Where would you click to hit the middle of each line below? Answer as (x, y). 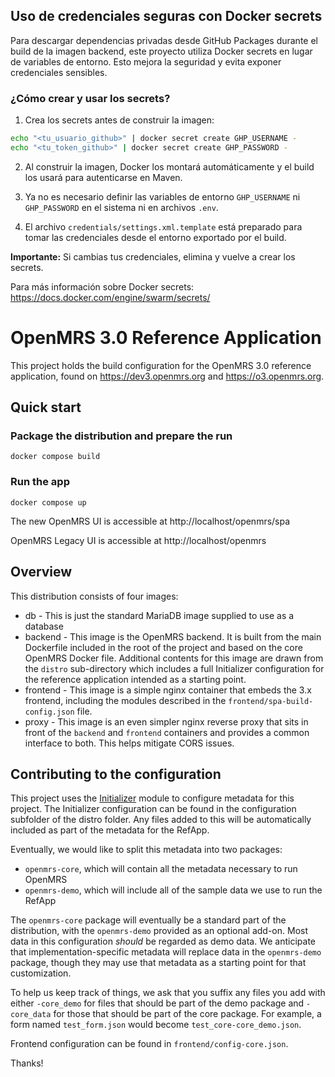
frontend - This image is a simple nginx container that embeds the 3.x (168, 690)
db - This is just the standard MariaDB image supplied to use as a (159, 615)
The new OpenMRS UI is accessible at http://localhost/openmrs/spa (150, 521)
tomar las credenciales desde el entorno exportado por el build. (155, 237)
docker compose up (48, 502)
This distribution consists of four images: (94, 596)
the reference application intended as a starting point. (135, 679)
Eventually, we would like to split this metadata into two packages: (146, 850)
